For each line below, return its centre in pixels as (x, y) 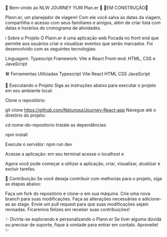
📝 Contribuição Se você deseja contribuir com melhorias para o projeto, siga (83, 179)
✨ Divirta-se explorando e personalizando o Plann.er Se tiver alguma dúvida (83, 219)
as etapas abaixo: (23, 184)
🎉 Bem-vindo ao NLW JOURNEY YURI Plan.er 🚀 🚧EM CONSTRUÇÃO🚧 (77, 8)
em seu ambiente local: (29, 91)
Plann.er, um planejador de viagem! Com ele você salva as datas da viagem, (83, 17)
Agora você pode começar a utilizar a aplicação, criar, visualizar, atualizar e (83, 164)
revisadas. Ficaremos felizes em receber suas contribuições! (68, 209)
